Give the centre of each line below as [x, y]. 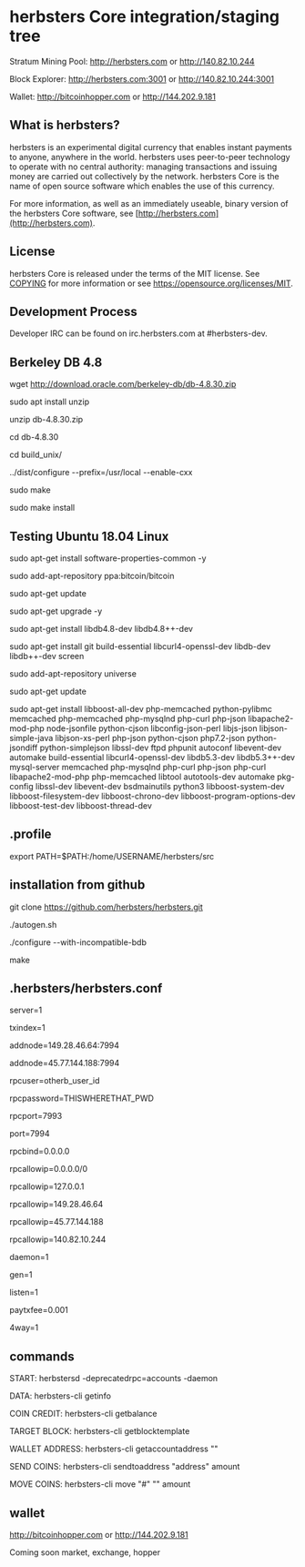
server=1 [26, 1010]
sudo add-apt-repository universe [73, 674]
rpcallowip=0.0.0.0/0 [49, 1169]
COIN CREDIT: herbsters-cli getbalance [83, 1414]
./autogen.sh [33, 924]
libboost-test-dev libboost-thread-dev [81, 806]
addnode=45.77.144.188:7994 [65, 1063]
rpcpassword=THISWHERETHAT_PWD [82, 1098]
